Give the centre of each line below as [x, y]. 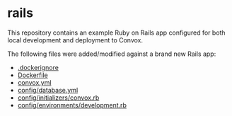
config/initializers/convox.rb [58, 98]
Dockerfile [33, 75]
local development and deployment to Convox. [75, 40]
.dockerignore [38, 67]
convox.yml [34, 82]
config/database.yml [48, 90]
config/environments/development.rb [72, 105]
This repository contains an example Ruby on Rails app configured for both [116, 33]
